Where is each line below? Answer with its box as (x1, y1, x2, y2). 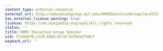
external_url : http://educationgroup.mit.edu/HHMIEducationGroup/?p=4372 (5, 12, 159, 17)
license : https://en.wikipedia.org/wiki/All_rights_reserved (5, 20, 132, 26)
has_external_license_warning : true (5, 16, 80, 21)
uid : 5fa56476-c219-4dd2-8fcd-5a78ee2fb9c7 (5, 34, 95, 39)
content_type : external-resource (5, 7, 73, 12)
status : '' (5, 25, 27, 30)
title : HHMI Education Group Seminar (5, 30, 82, 34)
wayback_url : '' (5, 39, 38, 44)
